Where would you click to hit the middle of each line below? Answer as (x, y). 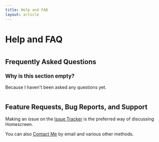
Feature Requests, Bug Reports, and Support (76, 107)
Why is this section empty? (40, 76)
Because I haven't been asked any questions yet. (56, 87)
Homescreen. (19, 124)
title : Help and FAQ (27, 10)
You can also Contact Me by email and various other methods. (69, 134)
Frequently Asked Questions (51, 61)
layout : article (22, 15)
